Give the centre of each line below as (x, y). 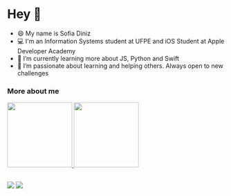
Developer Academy (46, 51)
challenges (33, 73)
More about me (33, 91)
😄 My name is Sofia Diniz (54, 33)
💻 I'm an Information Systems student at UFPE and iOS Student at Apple (121, 41)
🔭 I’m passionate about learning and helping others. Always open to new (120, 66)
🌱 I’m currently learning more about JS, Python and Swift (98, 58)
